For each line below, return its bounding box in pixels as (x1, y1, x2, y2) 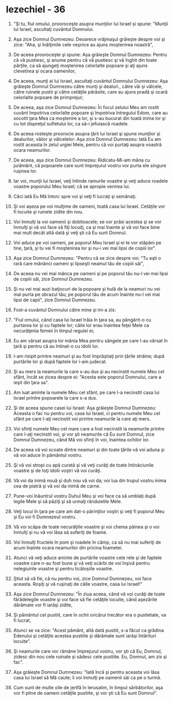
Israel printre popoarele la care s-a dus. (13, 394, 97, 401)
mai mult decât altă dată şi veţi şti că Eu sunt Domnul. (13, 229, 127, 236)
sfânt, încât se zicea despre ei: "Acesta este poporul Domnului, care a (13, 374, 162, 380)
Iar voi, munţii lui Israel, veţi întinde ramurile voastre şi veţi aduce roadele (13, 177, 168, 184)
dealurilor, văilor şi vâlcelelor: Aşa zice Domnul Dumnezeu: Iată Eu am (13, 136, 162, 142)
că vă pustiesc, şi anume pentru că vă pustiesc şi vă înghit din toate (13, 57, 158, 63)
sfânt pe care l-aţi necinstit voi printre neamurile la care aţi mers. (13, 416, 151, 422)
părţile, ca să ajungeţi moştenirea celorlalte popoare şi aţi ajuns (13, 62, 148, 68)
